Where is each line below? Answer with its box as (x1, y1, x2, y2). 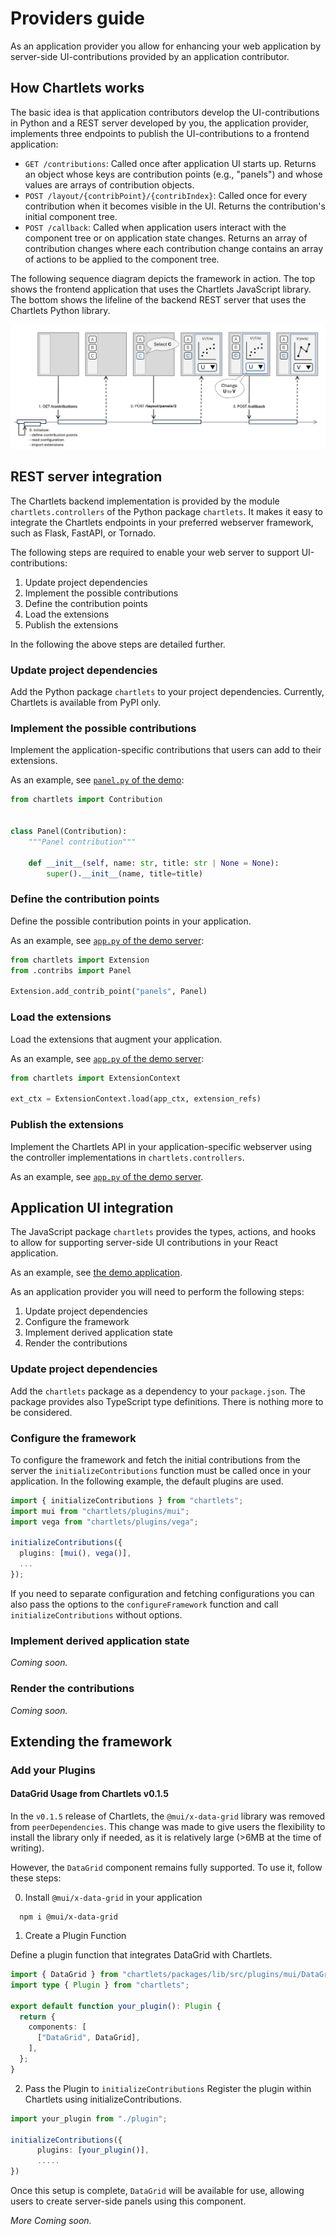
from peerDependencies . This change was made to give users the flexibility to (10, 1821, 326, 1833)
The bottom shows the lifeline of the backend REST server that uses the (10, 293, 307, 306)
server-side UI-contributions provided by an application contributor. (10, 50, 290, 62)
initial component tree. (24, 210, 118, 222)
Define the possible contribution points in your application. (10, 915, 252, 927)
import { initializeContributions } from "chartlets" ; (10, 1495, 244, 1506)
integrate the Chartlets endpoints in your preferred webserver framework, (10, 516, 314, 528)
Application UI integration (10, 1199, 174, 1216)
